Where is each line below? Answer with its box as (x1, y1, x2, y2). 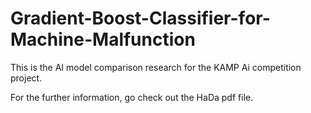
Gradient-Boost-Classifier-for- (10, 7, 271, 30)
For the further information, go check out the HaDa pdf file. (10, 91, 254, 103)
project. (10, 72, 43, 84)
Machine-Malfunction (10, 28, 196, 51)
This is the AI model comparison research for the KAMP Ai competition (10, 61, 302, 73)
